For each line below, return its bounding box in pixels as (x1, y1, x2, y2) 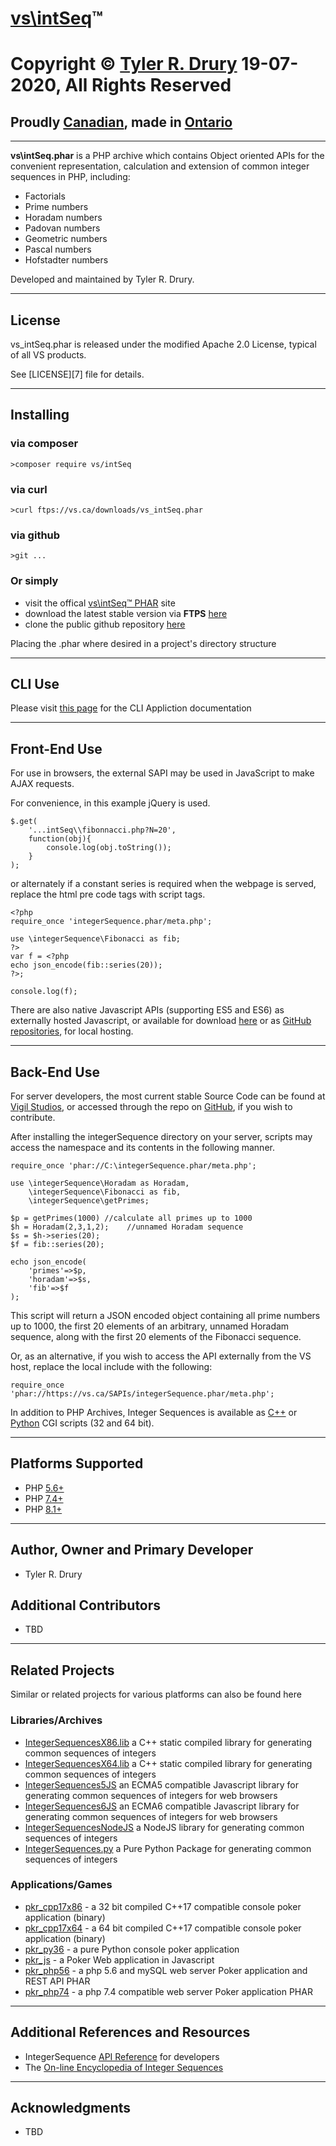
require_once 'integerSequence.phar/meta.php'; (10, 917, 213, 927)
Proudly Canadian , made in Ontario (10, 113, 233, 131)
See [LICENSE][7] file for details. (10, 368, 145, 380)
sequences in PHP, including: (10, 171, 131, 183)
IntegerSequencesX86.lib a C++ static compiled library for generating (24, 1736, 313, 1748)
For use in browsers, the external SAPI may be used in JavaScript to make (10, 767, 315, 779)
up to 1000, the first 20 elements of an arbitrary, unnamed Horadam (10, 1320, 290, 1332)
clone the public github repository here (24, 618, 186, 630)
